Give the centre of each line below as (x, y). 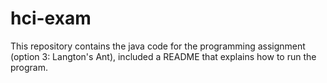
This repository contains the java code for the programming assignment (158, 46)
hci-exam (51, 18)
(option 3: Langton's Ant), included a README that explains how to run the (163, 56)
